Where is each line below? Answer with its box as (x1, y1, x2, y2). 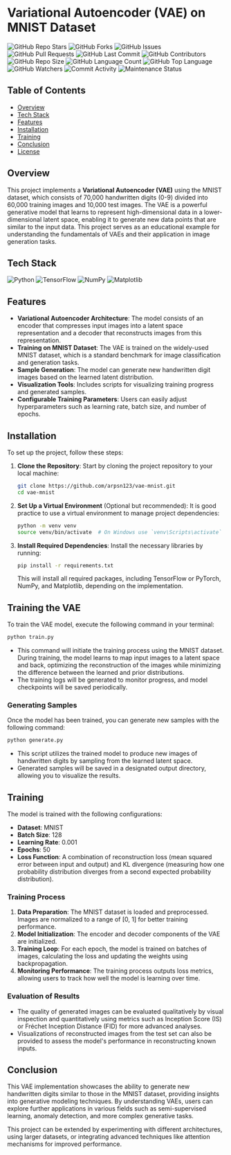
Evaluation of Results (7, 991, 80, 1001)
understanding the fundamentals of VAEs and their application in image (7, 230, 210, 238)
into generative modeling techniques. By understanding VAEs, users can (7, 1097, 213, 1106)
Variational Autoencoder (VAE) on (7, 5, 206, 21)
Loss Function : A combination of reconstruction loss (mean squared (17, 853, 212, 861)
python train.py (7, 634, 54, 641)
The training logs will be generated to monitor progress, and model (17, 676, 208, 684)
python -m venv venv (17, 522, 77, 529)
